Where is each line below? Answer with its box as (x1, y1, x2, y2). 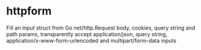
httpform (6, 4, 52, 18)
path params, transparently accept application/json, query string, (6, 30, 167, 37)
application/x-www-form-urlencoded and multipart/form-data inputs (6, 37, 176, 44)
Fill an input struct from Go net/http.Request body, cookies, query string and (6, 24, 196, 31)
